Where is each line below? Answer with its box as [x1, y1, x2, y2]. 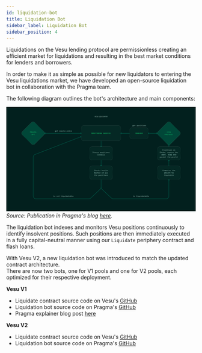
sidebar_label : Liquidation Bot [6, 22, 87, 28]
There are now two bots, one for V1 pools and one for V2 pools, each [6, 267, 177, 275]
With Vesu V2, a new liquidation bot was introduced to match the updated [6, 255, 189, 262]
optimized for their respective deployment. [6, 274, 112, 281]
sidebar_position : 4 [6, 29, 58, 35]
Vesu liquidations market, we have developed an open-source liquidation [6, 77, 187, 84]
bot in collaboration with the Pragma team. [6, 83, 112, 90]
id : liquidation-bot [6, 10, 58, 16]
